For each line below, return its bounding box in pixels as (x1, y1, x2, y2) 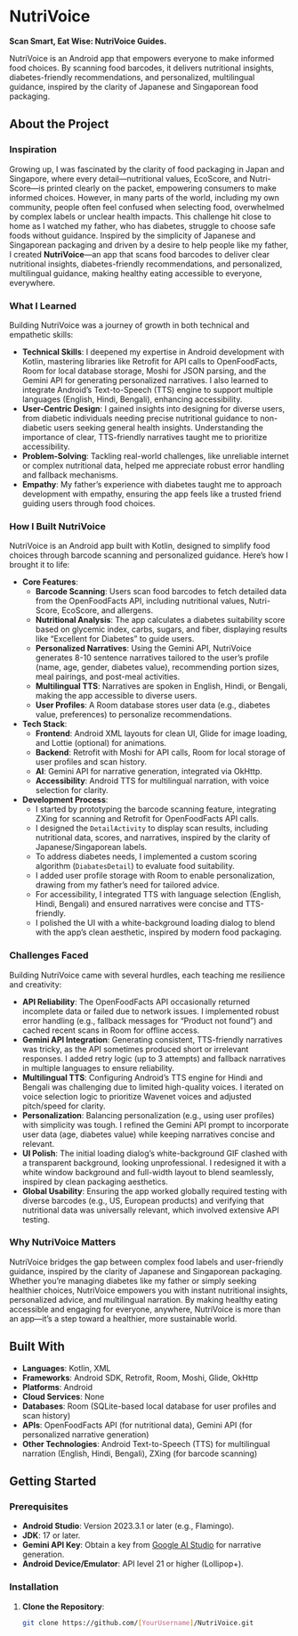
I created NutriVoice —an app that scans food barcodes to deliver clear (9, 249, 270, 259)
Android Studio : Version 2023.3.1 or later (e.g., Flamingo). (21, 1521, 235, 1532)
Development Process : (21, 795, 109, 806)
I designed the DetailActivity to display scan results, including (35, 822, 269, 834)
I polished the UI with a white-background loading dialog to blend (35, 918, 276, 928)
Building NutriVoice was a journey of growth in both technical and (9, 319, 250, 331)
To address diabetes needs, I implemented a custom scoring (35, 851, 258, 862)
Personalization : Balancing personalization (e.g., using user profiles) (21, 1109, 275, 1120)
